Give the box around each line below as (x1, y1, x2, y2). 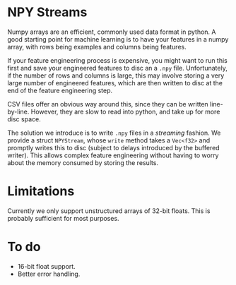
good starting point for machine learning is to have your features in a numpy (7, 35, 229, 43)
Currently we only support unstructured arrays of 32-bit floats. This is (7, 206, 211, 215)
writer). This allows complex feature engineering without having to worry (7, 151, 219, 159)
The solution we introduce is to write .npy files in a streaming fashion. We (7, 128, 221, 137)
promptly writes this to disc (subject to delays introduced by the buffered (7, 143, 220, 152)
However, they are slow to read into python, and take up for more (30, 107, 220, 116)
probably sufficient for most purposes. (7, 214, 119, 222)
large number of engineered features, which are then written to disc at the (7, 78, 223, 87)
